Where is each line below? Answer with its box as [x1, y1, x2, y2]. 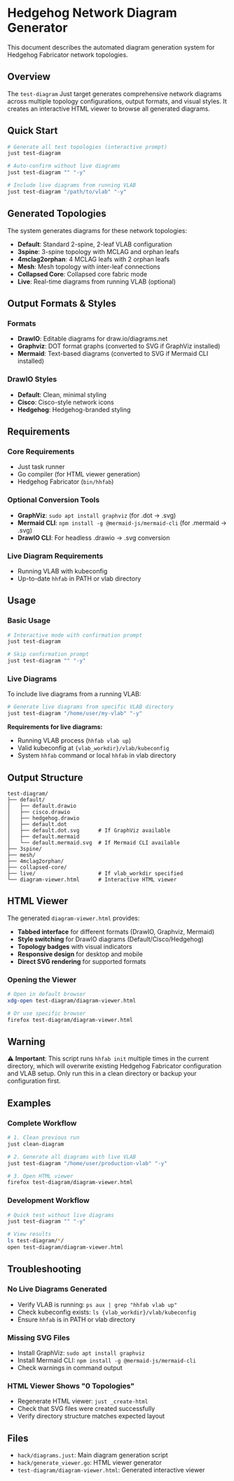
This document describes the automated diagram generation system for [7, 43, 215, 51]
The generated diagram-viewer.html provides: [7, 914, 140, 922]
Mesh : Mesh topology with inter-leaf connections [17, 262, 160, 271]
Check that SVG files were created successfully [17, 1404, 156, 1413]
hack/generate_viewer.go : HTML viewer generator [17, 1459, 163, 1467]
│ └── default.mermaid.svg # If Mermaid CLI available [7, 839, 180, 846]
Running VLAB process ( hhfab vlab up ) [17, 736, 132, 745]
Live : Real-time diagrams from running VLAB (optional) [17, 277, 177, 286]
